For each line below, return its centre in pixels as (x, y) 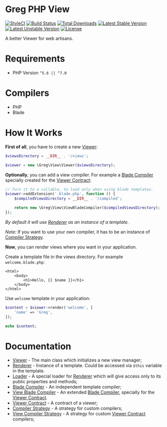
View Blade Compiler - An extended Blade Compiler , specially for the (83, 392)
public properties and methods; (45, 382)
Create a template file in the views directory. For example (64, 257)
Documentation (38, 346)
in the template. (29, 371)
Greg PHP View (38, 9)
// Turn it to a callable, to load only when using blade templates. (79, 189)
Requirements (35, 59)
